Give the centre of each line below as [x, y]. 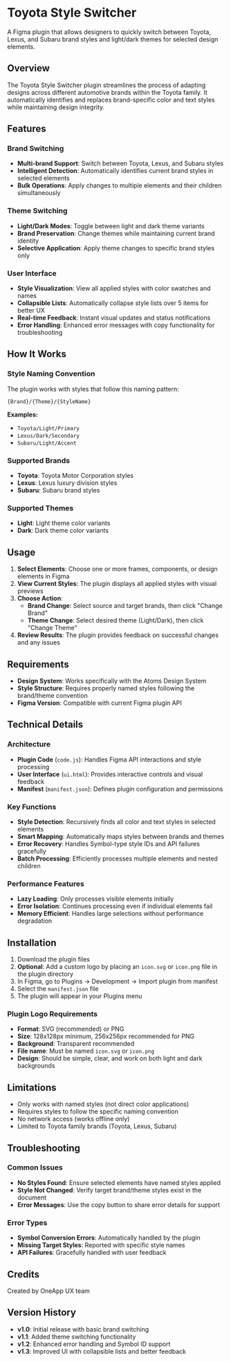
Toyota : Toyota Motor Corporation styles [75, 476]
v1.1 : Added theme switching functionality [76, 1336]
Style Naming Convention [51, 374]
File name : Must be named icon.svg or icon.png [85, 1051]
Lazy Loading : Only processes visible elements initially [95, 899]
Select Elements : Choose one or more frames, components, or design [117, 569]
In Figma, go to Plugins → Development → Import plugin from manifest [117, 982]
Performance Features [46, 883]
